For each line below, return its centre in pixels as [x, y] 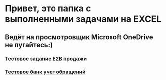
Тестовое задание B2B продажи [46, 58]
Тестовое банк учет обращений [45, 72]
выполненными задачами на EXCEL [83, 19]
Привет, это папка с [48, 9]
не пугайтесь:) [29, 45]
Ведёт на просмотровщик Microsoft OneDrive [79, 37]
